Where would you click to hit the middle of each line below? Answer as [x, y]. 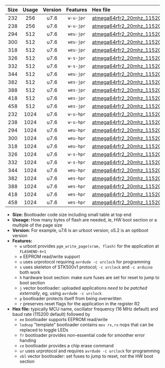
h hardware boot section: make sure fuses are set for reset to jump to [89, 277]
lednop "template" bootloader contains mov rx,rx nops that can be [86, 325]
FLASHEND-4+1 [33, 252]
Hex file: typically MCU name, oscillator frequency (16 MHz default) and [85, 309]
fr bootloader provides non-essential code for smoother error [82, 335]
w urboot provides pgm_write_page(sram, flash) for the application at [89, 246]
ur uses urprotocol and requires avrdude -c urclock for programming [90, 351]
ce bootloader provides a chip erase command [67, 346]
